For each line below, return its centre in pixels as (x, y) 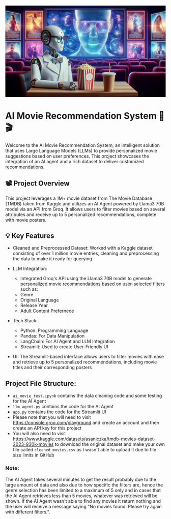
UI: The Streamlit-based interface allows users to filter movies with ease (88, 357)
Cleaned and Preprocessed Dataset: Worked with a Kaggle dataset (82, 248)
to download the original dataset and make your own (110, 444)
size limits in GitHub (33, 455)
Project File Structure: (41, 384)
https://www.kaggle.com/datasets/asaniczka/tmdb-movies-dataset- (84, 439)
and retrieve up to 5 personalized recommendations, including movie (85, 362)
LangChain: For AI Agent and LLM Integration (68, 342)
